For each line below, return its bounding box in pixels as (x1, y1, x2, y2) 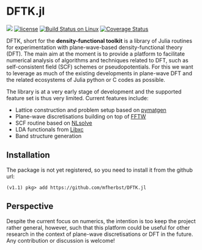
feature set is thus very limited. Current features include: (6, 94, 149, 101)
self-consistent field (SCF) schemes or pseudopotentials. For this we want (6, 63, 193, 70)
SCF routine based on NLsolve (15, 119, 92, 127)
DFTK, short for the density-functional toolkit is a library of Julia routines (6, 37, 193, 44)
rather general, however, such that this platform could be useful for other (6, 224, 190, 231)
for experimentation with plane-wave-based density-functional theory (6, 43, 183, 51)
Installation (6, 150, 50, 160)
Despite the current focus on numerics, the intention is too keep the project (6, 217, 196, 224)
